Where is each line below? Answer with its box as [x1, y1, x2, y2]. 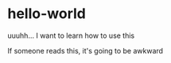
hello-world [7, 5, 87, 23]
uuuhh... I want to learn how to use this [7, 31, 135, 40]
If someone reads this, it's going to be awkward [7, 46, 164, 55]
